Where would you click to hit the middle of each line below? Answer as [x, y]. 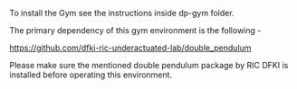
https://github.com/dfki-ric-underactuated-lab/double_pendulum [130, 48]
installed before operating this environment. [91, 75]
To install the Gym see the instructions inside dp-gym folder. [122, 13]
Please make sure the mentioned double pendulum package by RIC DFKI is [149, 65]
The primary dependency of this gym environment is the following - [135, 30]
